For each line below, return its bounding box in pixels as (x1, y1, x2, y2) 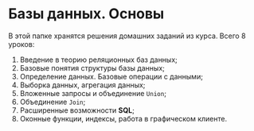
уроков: (8, 39, 35, 48)
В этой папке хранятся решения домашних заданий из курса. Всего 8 (8, 31, 246, 40)
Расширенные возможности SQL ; (19, 105, 135, 115)
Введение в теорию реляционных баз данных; (19, 55, 178, 64)
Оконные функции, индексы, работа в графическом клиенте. (19, 114, 228, 123)
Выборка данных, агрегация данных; (19, 80, 146, 90)
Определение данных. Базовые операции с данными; (19, 71, 203, 81)
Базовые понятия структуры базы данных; (19, 63, 166, 72)
